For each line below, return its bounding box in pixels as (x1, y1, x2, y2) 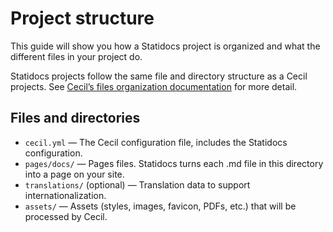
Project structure (10, 7, 155, 30)
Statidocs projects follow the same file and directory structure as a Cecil (10, 70, 308, 82)
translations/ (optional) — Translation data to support (24, 178, 251, 191)
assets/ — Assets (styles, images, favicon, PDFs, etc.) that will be (24, 200, 297, 212)
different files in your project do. (10, 50, 143, 62)
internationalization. (24, 189, 107, 201)
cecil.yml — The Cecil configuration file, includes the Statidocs (24, 136, 288, 148)
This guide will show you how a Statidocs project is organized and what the (10, 40, 321, 52)
